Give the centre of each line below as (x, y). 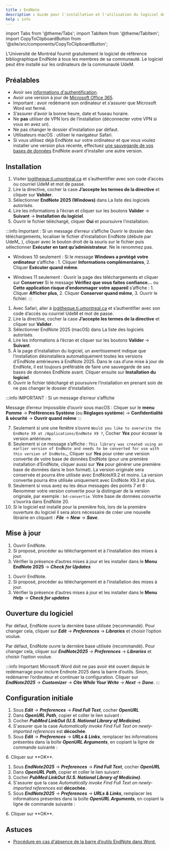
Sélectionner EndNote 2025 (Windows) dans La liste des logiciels (81, 200)
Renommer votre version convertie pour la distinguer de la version (81, 491)
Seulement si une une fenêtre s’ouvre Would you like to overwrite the (87, 428)
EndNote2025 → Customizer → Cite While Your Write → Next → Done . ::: (83, 682)
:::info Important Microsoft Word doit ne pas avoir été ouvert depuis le (78, 666)
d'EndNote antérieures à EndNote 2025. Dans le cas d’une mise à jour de (88, 361)
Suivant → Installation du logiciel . (49, 216)
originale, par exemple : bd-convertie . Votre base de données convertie (87, 496)
